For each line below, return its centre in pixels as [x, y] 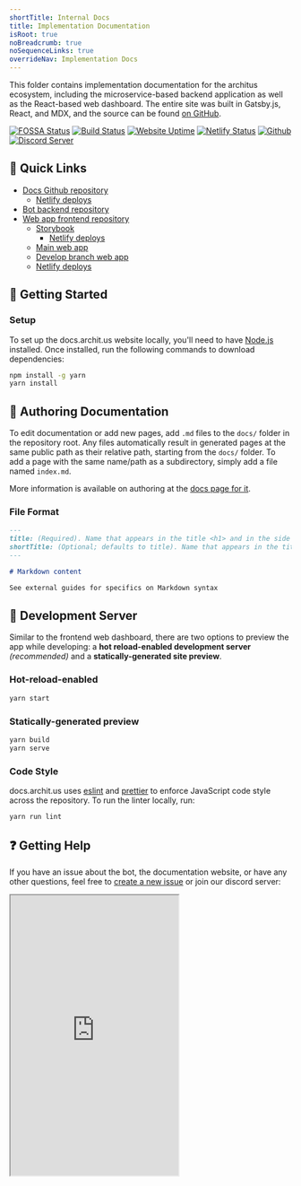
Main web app [62, 247]
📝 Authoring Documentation [89, 411]
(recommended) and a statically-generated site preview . [116, 657]
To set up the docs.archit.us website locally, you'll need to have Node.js [142, 340]
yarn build [30, 740]
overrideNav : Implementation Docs [74, 59]
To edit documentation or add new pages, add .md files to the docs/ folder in [150, 433]
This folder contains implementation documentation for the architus [133, 85]
